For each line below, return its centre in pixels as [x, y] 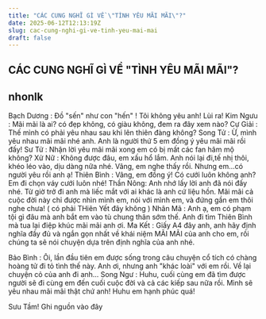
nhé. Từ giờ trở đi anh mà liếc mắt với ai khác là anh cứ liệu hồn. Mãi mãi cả [131, 192]
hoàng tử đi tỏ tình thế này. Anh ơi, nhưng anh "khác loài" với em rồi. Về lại [130, 266]
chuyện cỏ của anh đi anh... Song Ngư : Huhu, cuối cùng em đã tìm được [127, 275]
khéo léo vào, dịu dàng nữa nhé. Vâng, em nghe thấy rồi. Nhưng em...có [126, 167]
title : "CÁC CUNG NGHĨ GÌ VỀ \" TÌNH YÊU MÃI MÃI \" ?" [97, 15]
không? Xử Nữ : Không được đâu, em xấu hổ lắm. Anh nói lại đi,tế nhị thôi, [129, 158]
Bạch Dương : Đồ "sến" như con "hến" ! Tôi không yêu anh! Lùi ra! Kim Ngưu [133, 116]
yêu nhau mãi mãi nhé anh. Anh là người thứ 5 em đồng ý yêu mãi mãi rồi [127, 141]
